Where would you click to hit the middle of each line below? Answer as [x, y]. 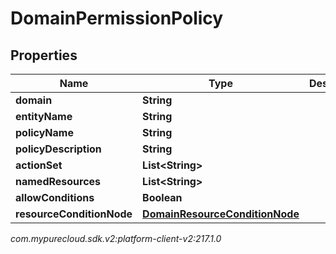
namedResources [58, 181]
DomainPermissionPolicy [117, 18]
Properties [44, 55]
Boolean [162, 197]
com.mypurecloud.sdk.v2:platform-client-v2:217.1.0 [116, 238]
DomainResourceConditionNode [221, 214]
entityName [44, 116]
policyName [44, 132]
